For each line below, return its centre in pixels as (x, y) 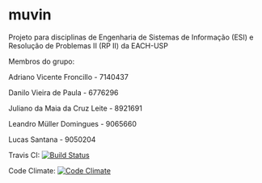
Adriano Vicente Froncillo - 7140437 (69, 77)
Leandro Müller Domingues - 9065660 (73, 123)
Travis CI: (24, 155)
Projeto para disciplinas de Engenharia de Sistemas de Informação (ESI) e (131, 37)
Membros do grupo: (42, 61)
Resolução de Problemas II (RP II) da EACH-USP (88, 45)
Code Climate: (32, 170)
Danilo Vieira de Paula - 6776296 (63, 92)
